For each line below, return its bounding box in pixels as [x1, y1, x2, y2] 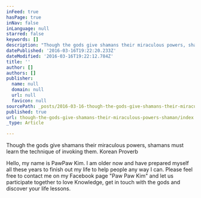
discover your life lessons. [6, 185, 71, 192]
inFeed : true [6, 8, 39, 15]
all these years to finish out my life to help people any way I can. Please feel [6, 166, 193, 173]
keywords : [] [6, 36, 39, 42]
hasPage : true [6, 14, 42, 20]
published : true [6, 109, 47, 115]
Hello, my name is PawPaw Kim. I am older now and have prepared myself [6, 160, 190, 167]
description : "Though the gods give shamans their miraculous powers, [6, 42, 186, 48]
